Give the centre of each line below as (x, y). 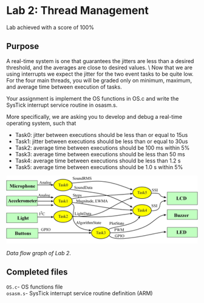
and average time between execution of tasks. (64, 87)
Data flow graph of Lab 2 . (39, 253)
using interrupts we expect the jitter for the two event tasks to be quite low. (100, 74)
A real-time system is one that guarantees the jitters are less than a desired (100, 61)
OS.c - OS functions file (35, 287)
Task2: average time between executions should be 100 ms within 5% (102, 148)
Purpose (23, 46)
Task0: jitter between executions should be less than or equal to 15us (101, 135)
